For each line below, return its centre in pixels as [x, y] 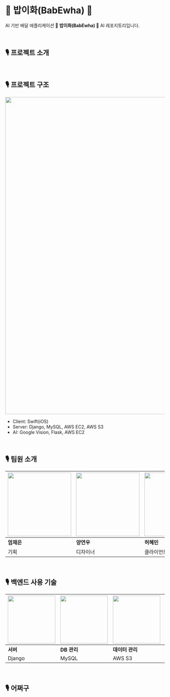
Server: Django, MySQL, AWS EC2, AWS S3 [58, 426]
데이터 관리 [125, 650]
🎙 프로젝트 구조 [27, 85]
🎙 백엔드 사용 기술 [31, 582]
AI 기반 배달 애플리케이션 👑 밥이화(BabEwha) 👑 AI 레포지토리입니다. [73, 25]
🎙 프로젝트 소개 [27, 53]
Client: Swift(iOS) [31, 421]
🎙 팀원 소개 [21, 459]
